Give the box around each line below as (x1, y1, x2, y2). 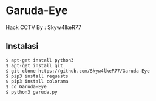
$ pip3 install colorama (5, 78, 69, 85)
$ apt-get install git (5, 62, 63, 68)
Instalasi (5, 41, 39, 51)
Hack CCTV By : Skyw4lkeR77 (5, 24, 81, 31)
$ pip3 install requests (5, 73, 69, 79)
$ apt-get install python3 (5, 57, 74, 64)
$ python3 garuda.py (5, 89, 58, 95)
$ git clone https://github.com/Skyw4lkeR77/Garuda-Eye (5, 68, 150, 74)
